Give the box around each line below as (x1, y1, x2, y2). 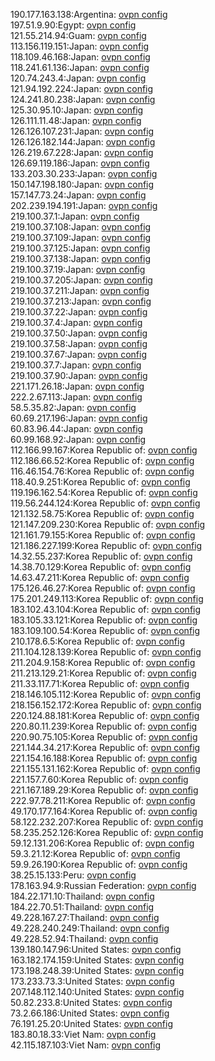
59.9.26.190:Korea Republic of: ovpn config (10, 859, 188, 870)
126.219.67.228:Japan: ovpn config (10, 147, 154, 158)
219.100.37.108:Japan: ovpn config (10, 221, 152, 233)
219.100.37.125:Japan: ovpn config (10, 242, 151, 254)
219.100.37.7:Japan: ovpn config (10, 359, 142, 371)
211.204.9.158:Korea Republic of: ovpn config (10, 657, 196, 668)
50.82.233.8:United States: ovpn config (10, 997, 173, 1008)
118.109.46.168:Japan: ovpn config (10, 51, 151, 63)
